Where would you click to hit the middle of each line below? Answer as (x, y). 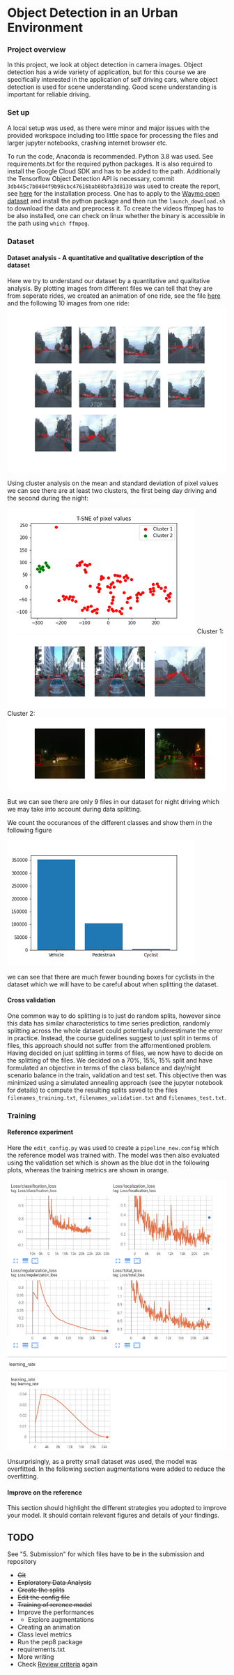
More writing (36, 1657)
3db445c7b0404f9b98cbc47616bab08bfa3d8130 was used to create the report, (114, 186)
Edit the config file (44, 1597)
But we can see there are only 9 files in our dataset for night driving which (114, 801)
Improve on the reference (45, 1492)
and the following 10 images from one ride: (69, 303)
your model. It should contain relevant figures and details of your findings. (113, 1516)
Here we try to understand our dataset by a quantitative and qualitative (109, 280)
